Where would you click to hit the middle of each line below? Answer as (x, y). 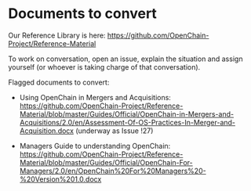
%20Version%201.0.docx (60, 179)
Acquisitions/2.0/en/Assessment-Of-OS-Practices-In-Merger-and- (127, 122)
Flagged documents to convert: (59, 82)
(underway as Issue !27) (115, 131)
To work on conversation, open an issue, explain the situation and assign (125, 59)
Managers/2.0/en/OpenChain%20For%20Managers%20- (113, 171)
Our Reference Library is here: (57, 35)
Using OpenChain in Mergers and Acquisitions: (95, 97)
